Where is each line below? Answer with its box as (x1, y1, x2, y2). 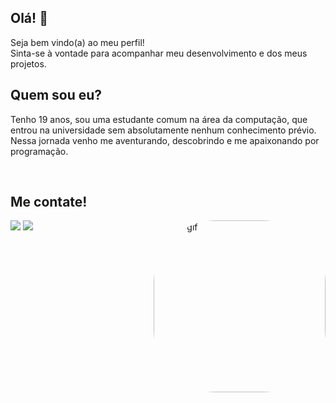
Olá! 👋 (10, 10, 48, 27)
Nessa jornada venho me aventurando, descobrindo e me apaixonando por (10, 134, 320, 146)
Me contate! (10, 194, 88, 211)
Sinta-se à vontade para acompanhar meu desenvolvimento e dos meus (10, 47, 308, 59)
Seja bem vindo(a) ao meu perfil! (10, 36, 145, 48)
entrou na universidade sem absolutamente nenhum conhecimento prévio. (10, 124, 317, 136)
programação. (10, 145, 69, 157)
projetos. (10, 57, 47, 70)
